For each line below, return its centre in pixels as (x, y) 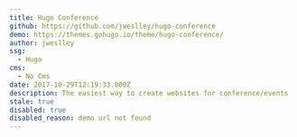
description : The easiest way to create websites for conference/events (149, 93)
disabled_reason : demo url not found (80, 118)
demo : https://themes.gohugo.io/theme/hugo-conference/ (116, 34)
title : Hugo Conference (54, 18)
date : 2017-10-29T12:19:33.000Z (70, 85)
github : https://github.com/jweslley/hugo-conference (113, 26)
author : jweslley (42, 43)
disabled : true (38, 110)
